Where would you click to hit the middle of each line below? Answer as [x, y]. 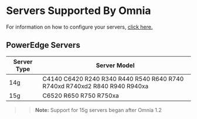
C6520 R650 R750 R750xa [81, 96]
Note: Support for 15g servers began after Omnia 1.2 [98, 110]
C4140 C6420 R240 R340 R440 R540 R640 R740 [113, 79]
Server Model [115, 65]
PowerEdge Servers [43, 45]
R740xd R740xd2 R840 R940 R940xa [96, 86]
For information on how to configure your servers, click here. [79, 27]
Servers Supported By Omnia [79, 11]
